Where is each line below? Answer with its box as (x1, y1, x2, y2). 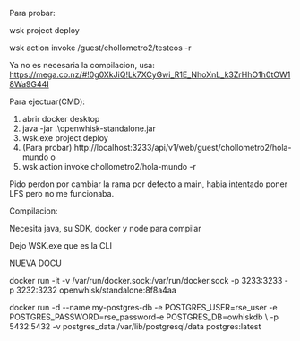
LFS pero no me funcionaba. (9, 188, 115, 198)
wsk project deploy (9, 25, 81, 35)
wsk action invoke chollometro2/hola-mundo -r (21, 162, 197, 171)
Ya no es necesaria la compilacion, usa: (9, 60, 155, 70)
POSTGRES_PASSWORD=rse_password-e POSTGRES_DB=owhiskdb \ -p (9, 311, 279, 322)
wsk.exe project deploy (21, 133, 109, 143)
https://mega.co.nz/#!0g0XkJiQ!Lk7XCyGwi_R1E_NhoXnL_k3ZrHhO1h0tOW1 (9, 69, 291, 80)
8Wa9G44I (9, 79, 49, 89)
